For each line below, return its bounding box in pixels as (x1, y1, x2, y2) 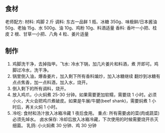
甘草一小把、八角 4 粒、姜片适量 (23, 31, 89, 37)
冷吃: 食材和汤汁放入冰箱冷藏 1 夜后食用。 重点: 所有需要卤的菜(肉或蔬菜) (12, 110, 160, 116)
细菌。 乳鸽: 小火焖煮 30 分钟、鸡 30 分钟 (12, 122, 97, 128)
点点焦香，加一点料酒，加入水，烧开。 (12, 79, 90, 85)
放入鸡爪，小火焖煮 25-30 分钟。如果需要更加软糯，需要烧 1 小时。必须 (12, 92, 157, 98)
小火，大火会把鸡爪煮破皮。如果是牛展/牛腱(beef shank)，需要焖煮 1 (12, 98, 151, 103)
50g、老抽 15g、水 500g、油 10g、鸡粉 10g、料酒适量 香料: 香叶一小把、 (5, 25, 153, 31)
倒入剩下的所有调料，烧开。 (12, 85, 69, 91)
